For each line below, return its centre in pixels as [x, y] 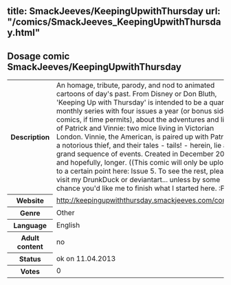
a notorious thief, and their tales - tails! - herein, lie [139, 146]
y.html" [24, 33]
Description [30, 137]
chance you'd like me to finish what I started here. [136, 188]
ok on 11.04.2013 [86, 258]
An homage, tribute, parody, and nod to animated [135, 85]
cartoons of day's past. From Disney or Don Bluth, [136, 94]
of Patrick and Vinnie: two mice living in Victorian [135, 128]
